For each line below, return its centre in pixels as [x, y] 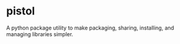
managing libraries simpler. [40, 34]
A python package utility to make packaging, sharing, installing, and [90, 28]
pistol [20, 11]
